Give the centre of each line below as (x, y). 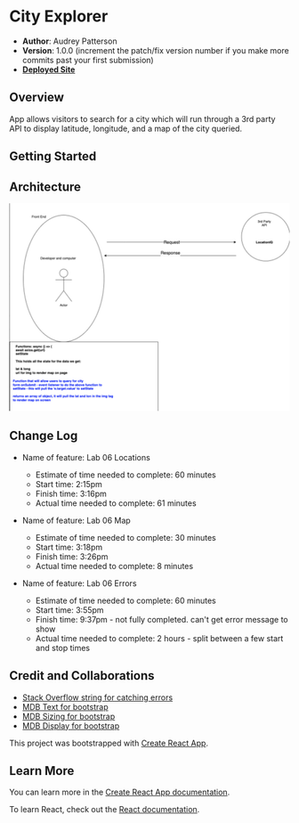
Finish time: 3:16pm (71, 493)
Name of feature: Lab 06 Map (76, 520)
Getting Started (53, 156)
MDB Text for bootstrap (65, 706)
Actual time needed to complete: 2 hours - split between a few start (159, 638)
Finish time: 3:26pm (72, 556)
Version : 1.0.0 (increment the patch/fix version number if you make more (155, 50)
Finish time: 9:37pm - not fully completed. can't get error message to (162, 619)
